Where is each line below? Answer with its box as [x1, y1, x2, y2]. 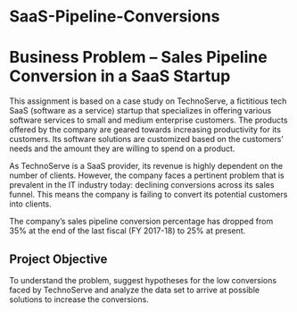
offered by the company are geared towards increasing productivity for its [9, 124, 281, 135]
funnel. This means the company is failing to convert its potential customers [9, 190, 288, 200]
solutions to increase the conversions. [9, 293, 149, 305]
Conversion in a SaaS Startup [9, 66, 231, 87]
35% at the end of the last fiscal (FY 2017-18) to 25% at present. [9, 225, 246, 236]
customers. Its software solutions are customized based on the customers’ [9, 134, 284, 145]
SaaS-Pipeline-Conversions [9, 6, 220, 27]
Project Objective [9, 251, 108, 266]
